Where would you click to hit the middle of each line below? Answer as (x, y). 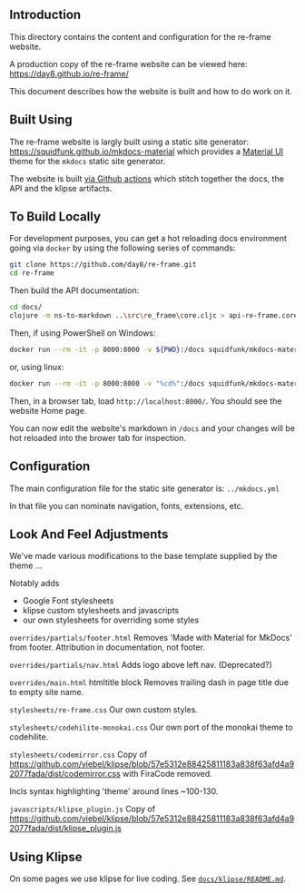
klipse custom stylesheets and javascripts (101, 611)
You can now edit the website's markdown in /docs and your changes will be (152, 428)
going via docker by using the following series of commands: (123, 248)
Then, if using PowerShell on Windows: (83, 333)
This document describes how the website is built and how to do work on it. (151, 91)
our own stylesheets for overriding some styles (111, 620)
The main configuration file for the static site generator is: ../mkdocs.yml (144, 488)
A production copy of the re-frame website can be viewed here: (128, 64)
